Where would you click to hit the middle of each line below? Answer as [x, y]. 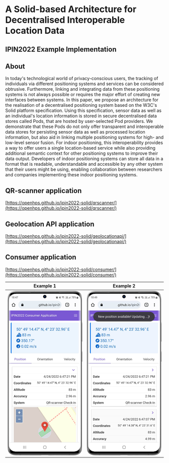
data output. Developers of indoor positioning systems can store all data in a [84, 159]
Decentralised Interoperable [65, 20]
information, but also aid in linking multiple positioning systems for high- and [84, 138]
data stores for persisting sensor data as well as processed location [75, 132]
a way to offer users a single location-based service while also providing [80, 148]
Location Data [35, 31]
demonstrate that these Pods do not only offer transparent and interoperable [84, 126]
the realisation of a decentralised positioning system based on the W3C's [81, 105]
